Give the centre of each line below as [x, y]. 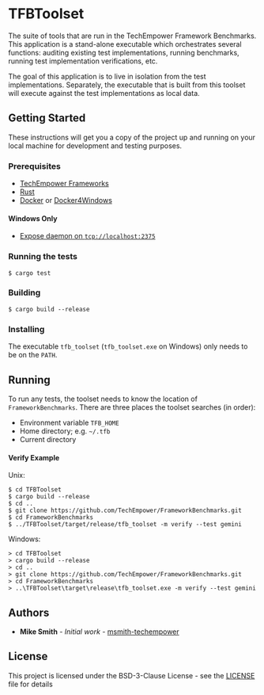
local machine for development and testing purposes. [95, 145]
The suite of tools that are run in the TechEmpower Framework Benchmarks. [132, 36]
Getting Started [47, 118]
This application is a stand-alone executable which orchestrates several [125, 44]
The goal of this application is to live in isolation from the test [107, 76]
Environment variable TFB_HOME [70, 422]
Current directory [48, 439]
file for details [30, 684]
